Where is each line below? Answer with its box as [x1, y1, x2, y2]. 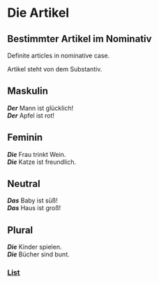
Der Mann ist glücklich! [7, 104, 74, 112]
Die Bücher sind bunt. [7, 250, 70, 258]
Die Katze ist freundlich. [7, 158, 77, 166]
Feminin [7, 132, 43, 144]
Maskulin [7, 85, 49, 97]
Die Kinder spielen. [7, 243, 62, 251]
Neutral [7, 178, 40, 190]
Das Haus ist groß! [7, 204, 61, 212]
